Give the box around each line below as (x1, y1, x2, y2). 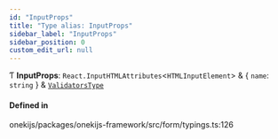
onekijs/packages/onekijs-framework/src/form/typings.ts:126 (9, 120, 234, 130)
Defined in (9, 99, 49, 111)
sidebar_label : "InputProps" (9, 29, 117, 38)
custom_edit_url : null (9, 46, 93, 55)
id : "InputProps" (9, 12, 74, 22)
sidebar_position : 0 (9, 37, 86, 47)
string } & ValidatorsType (9, 80, 104, 90)
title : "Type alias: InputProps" (9, 21, 133, 30)
